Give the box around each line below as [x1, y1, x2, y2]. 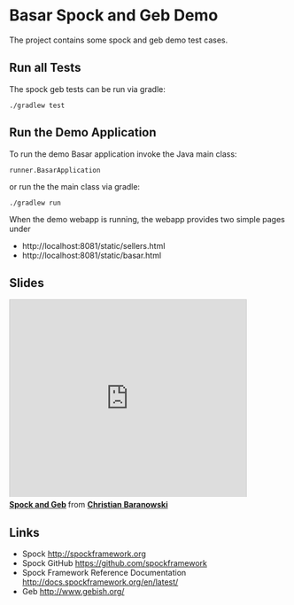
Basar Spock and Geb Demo [9, 5, 219, 26]
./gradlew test [9, 101, 66, 110]
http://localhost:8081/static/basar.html [21, 250, 162, 260]
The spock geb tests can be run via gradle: [9, 83, 166, 94]
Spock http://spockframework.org [21, 548, 146, 559]
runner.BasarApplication [9, 166, 101, 175]
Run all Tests [9, 60, 81, 75]
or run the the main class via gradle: [9, 181, 140, 191]
